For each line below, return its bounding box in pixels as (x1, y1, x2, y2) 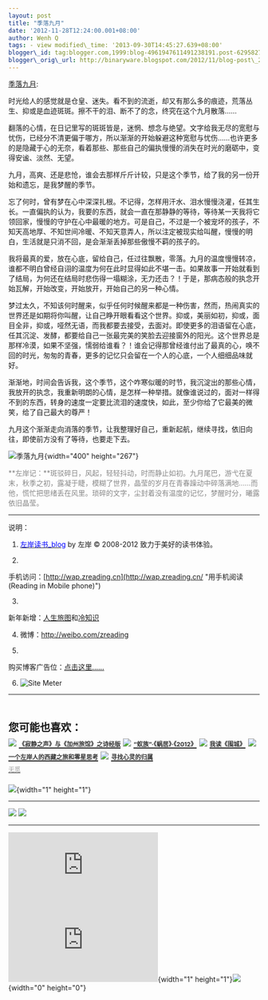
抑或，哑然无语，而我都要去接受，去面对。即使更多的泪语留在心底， (35, 320, 260, 330)
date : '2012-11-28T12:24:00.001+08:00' (8, 26, 141, 34)
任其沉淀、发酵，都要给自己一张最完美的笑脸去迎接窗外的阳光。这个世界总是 (8, 330, 260, 340)
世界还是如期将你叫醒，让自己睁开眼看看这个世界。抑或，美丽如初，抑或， (8, 310, 253, 320)
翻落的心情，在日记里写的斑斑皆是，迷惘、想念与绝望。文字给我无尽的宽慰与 (8, 123, 260, 132)
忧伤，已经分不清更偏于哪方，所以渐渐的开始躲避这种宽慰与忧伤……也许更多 (8, 132, 258, 142)
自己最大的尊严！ (35, 407, 93, 417)
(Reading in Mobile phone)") (8, 580, 101, 591)
